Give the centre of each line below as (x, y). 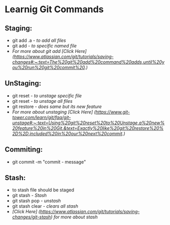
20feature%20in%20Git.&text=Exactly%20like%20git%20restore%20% (88, 128)
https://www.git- (113, 112)
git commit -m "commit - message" (49, 162)
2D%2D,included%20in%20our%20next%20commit (67, 133)
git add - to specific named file (44, 46)
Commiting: (24, 149)
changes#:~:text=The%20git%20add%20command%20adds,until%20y (88, 62)
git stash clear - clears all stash (45, 206)
